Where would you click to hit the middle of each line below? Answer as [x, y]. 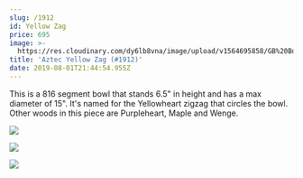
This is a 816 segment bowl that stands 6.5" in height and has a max [135, 94]
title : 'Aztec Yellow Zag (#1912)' [76, 60]
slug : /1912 [32, 18]
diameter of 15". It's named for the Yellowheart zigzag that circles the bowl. [149, 103]
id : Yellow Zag [38, 26]
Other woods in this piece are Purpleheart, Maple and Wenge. [124, 113]
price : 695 [30, 34]
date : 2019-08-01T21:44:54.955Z [70, 69]
